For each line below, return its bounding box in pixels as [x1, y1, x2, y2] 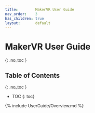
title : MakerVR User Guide [5, 7, 75, 12]
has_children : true [5, 16, 44, 21]
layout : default [5, 20, 51, 26]
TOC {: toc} [12, 94, 35, 99]
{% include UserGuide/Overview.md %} [5, 103, 84, 109]
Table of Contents [5, 71, 60, 80]
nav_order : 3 [5, 12, 38, 16]
